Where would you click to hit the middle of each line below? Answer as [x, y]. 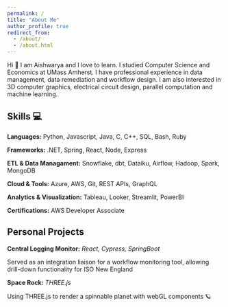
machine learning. [33, 94]
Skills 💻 [25, 116]
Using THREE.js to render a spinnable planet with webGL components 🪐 [109, 296]
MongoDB [21, 170]
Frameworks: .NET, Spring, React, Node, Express [77, 150]
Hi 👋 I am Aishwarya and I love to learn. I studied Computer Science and [109, 65]
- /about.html [33, 45]
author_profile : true [38, 26]
